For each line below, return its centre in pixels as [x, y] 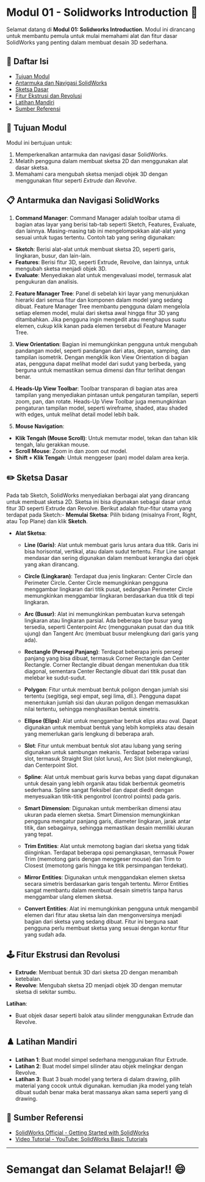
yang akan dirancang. [52, 565]
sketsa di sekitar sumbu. [46, 992]
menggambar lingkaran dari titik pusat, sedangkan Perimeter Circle [109, 589]
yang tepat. [38, 834]
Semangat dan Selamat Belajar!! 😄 [96, 1169]
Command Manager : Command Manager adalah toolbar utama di [98, 218]
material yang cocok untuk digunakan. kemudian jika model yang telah [103, 1086]
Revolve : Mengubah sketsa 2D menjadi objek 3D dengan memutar [99, 985]
